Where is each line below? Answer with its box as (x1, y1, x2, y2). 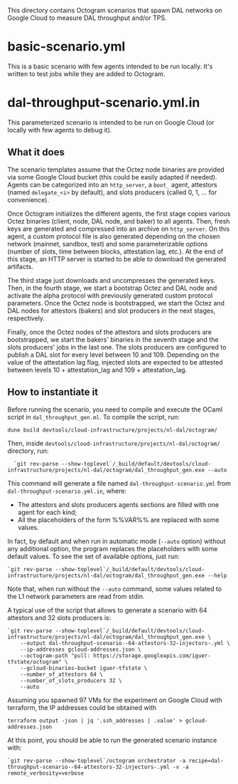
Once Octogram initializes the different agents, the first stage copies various (7, 209, 231, 218)
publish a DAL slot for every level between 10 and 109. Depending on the (7, 350, 220, 359)
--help (207, 572, 227, 579)
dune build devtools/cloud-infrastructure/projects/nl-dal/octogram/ (7, 427, 218, 434)
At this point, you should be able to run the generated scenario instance (7, 736, 217, 744)
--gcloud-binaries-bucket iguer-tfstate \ (20, 664, 148, 671)
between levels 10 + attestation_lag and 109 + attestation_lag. (7, 365, 188, 374)
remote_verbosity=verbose (7, 769, 84, 777)
